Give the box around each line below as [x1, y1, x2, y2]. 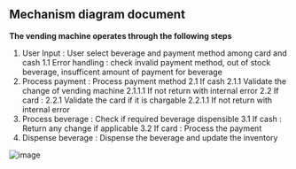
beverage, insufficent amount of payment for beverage [21, 66, 223, 77]
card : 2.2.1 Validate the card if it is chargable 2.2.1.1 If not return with [21, 95, 273, 105]
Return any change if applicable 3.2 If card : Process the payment [21, 123, 262, 134]
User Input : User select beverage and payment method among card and [21, 48, 288, 58]
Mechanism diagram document [9, 7, 186, 22]
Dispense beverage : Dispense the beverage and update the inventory [21, 132, 278, 142]
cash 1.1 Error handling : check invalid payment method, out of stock [21, 57, 271, 67]
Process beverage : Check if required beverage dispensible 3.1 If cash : [21, 113, 282, 124]
